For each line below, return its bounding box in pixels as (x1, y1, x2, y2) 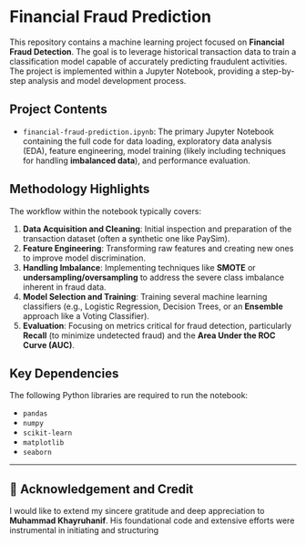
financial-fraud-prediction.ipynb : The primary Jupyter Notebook (22, 126, 275, 137)
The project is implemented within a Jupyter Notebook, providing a (9, 66, 260, 77)
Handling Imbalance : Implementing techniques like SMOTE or (22, 262, 257, 272)
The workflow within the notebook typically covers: (9, 205, 202, 216)
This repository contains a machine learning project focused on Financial (9, 36, 285, 47)
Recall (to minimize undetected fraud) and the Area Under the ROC (22, 330, 276, 341)
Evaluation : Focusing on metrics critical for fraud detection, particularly (22, 320, 292, 331)
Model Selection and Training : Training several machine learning (22, 291, 268, 302)
